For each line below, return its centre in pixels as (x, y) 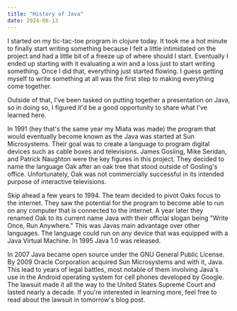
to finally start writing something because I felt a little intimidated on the (112, 48)
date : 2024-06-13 (33, 21)
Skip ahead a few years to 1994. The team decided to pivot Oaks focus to (114, 195)
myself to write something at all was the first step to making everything (111, 78)
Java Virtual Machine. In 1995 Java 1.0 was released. (84, 240)
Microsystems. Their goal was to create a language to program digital (109, 143)
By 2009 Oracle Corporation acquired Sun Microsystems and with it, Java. (116, 262)
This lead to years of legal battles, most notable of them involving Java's (113, 269)
